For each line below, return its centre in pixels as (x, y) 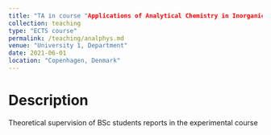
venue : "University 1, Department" (68, 46)
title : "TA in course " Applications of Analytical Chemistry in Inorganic (137, 16)
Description (48, 100)
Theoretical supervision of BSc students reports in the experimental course (133, 122)
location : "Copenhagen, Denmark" (65, 61)
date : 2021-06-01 (38, 53)
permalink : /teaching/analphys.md (67, 38)
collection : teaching (45, 23)
